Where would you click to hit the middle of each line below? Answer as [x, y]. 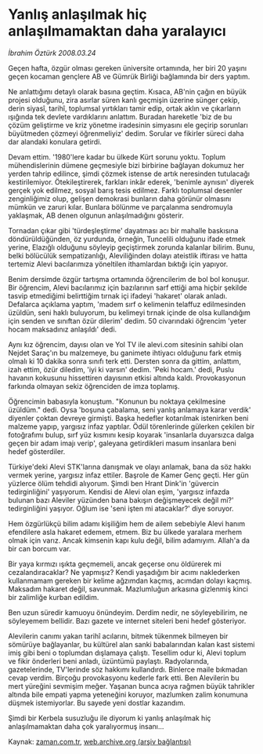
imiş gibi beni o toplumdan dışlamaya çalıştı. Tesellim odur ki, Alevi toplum [127, 653]
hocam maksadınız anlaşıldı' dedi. [63, 329]
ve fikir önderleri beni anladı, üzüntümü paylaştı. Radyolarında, [109, 661]
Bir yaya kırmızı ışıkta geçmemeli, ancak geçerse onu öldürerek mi [115, 564]
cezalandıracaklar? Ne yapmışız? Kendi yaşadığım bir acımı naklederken [124, 572]
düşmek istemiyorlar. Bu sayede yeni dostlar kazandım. [97, 703]
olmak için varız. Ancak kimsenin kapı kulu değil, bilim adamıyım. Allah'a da [129, 540]
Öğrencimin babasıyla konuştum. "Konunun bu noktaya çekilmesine [117, 401]
